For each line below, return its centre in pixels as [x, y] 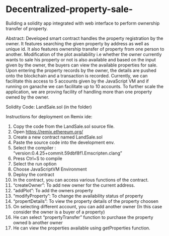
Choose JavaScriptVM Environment [50, 169]
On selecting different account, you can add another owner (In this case [88, 206]
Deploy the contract [33, 174]
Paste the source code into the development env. [64, 142]
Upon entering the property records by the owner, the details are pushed [81, 70]
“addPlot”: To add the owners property [53, 190]
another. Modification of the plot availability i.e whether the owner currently [84, 54]
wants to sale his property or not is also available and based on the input [81, 59]
